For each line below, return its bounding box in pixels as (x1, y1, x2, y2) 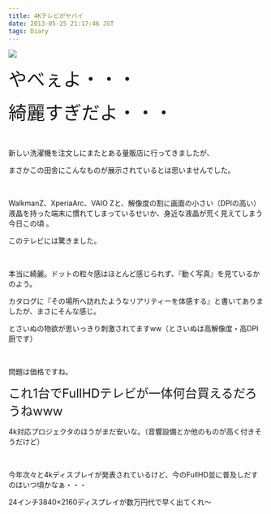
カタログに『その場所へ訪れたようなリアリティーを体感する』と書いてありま (8, 296, 264, 306)
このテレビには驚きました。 (8, 236, 101, 246)
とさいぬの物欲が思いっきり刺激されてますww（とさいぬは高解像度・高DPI (8, 324, 259, 334)
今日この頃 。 (8, 218, 54, 228)
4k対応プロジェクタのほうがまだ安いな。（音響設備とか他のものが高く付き (8, 427, 256, 437)
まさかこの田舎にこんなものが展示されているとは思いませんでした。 (8, 166, 235, 175)
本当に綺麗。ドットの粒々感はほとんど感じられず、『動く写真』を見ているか (8, 269, 260, 279)
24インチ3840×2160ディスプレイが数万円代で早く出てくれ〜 (8, 497, 213, 508)
